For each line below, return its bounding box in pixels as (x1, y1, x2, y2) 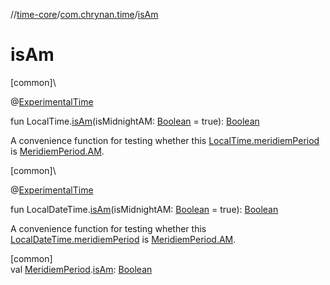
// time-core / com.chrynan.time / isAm (10, 9, 159, 20)
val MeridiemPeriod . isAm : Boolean (10, 263, 153, 275)
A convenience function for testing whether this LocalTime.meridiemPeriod (10, 134, 320, 146)
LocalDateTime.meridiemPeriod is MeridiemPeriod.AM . (10, 233, 237, 245)
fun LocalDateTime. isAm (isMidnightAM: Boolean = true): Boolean (10, 203, 279, 215)
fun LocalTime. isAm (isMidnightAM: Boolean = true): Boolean (10, 115, 260, 127)
